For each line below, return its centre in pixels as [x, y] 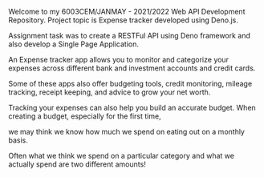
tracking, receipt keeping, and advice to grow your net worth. [110, 92]
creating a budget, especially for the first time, [85, 116]
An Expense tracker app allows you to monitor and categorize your [118, 60]
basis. [18, 140]
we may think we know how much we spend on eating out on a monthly [126, 132]
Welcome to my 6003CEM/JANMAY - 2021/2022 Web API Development [127, 12]
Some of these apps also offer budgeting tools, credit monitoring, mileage [130, 84]
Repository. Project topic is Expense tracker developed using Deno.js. [124, 20]
